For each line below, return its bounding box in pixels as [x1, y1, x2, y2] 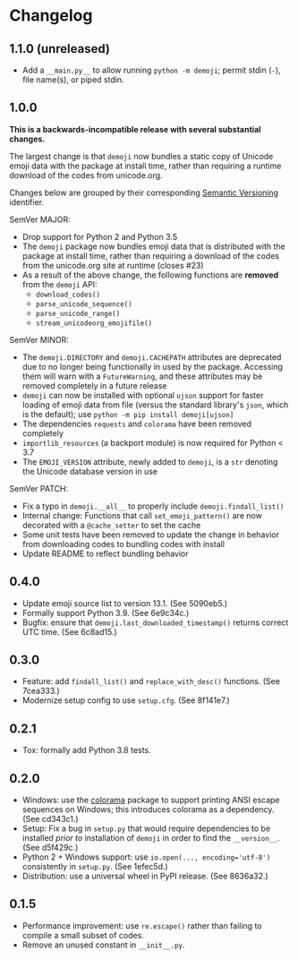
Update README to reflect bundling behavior [21, 548, 190, 559]
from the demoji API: [21, 278, 98, 289]
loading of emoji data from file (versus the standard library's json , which [21, 399, 289, 410]
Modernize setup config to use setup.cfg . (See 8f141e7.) [21, 695, 230, 706]
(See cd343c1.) [21, 814, 79, 825]
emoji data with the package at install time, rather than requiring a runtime [9, 160, 282, 171]
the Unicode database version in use [21, 466, 158, 476]
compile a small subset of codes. [21, 929, 145, 940]
